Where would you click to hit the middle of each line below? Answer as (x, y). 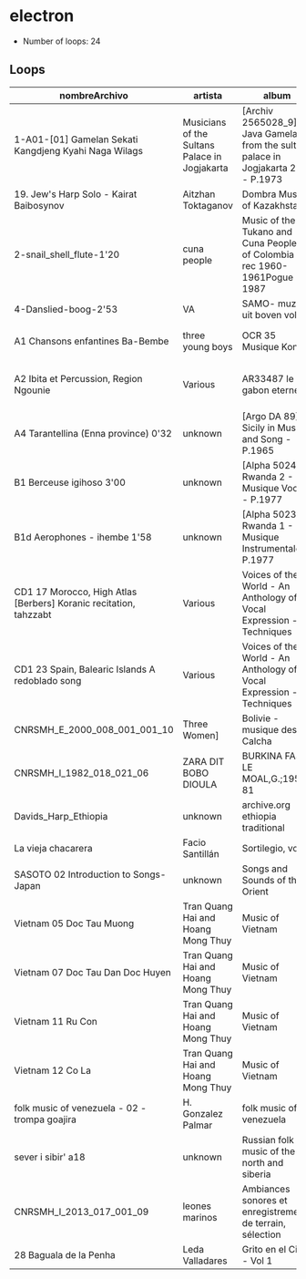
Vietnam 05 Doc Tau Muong (74, 923)
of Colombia (268, 254)
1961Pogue (268, 277)
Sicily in (259, 428)
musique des (270, 729)
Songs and (265, 869)
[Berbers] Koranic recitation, (75, 603)
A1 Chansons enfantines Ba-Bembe (92, 341)
